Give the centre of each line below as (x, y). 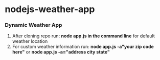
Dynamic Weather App (33, 25)
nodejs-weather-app (50, 9)
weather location (30, 41)
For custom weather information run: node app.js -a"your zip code (83, 47)
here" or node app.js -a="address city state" (61, 52)
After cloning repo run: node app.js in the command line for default (83, 36)
